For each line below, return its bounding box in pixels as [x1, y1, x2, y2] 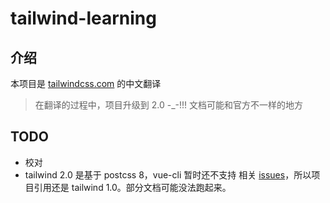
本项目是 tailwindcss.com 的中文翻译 [10, 78, 162, 89]
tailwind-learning [10, 7, 157, 30]
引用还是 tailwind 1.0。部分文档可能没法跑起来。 [33, 181, 232, 193]
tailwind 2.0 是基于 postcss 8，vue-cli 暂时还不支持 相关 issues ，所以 [24, 168, 312, 181]
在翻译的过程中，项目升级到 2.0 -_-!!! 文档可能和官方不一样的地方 [34, 99, 303, 111]
